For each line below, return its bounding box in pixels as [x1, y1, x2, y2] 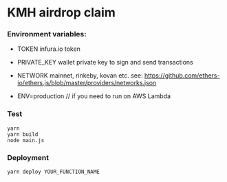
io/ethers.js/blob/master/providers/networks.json [17, 79, 157, 87]
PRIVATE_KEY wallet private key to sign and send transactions [17, 58, 194, 67]
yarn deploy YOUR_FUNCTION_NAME [7, 168, 100, 176]
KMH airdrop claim [7, 5, 116, 21]
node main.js [7, 137, 45, 144]
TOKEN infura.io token [17, 45, 81, 53]
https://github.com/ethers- [144, 71, 220, 80]
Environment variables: [7, 30, 87, 39]
